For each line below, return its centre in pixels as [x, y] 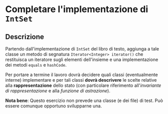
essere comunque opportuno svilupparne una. [54, 106]
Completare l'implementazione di [77, 9]
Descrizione [25, 37]
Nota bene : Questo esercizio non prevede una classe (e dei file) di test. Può [84, 100]
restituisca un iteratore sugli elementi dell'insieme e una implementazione [82, 60]
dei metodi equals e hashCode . [36, 65]
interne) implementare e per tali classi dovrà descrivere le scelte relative [81, 80]
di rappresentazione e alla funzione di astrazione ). [58, 91]
